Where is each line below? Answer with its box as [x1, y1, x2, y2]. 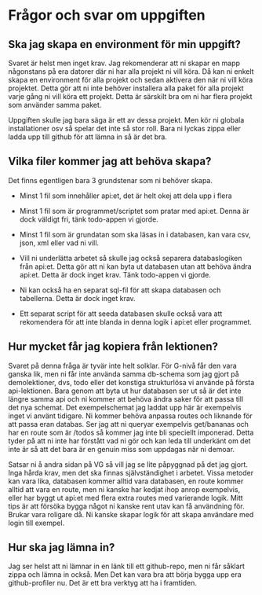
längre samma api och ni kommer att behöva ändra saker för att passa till [8, 394, 244, 403]
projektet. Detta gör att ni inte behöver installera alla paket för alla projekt [8, 83, 245, 93]
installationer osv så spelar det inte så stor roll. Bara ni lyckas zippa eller [8, 124, 242, 133]
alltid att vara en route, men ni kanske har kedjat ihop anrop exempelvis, [8, 484, 241, 494]
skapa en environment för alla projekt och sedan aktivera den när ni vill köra [8, 75, 253, 84]
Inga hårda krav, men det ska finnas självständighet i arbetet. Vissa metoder [8, 468, 253, 477]
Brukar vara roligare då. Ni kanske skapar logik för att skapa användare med [8, 509, 254, 519]
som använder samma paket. [8, 101, 102, 109]
